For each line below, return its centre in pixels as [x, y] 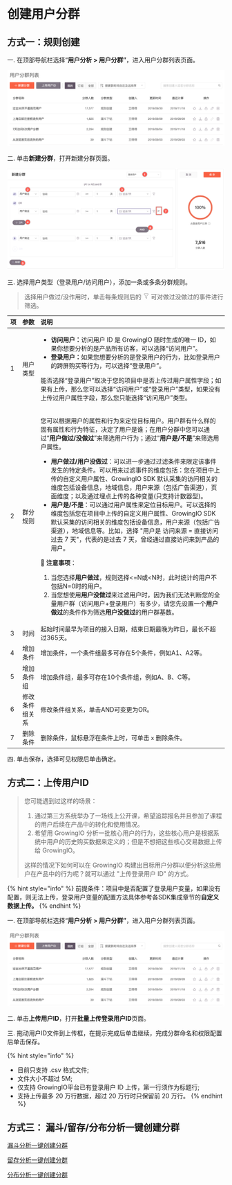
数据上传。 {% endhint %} [44, 906]
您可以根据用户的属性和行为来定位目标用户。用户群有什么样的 [128, 421]
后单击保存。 [25, 1042]
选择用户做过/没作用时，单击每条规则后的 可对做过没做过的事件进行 [124, 297]
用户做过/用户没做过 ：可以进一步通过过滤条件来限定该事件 [134, 461]
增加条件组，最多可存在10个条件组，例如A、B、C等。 [117, 677]
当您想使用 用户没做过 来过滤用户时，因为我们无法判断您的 [133, 595]
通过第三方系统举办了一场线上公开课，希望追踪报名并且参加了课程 [128, 816]
